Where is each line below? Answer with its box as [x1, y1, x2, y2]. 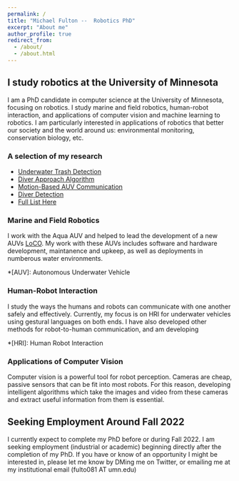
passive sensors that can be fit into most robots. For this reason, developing [7, 380, 230, 388]
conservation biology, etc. [7, 133, 84, 142]
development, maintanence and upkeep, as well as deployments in [7, 247, 203, 255]
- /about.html [14, 51, 56, 58]
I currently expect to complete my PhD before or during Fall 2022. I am [7, 435, 215, 443]
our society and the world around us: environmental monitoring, [7, 125, 195, 134]
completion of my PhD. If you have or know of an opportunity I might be [7, 450, 218, 458]
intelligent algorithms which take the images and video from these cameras [7, 388, 228, 396]
